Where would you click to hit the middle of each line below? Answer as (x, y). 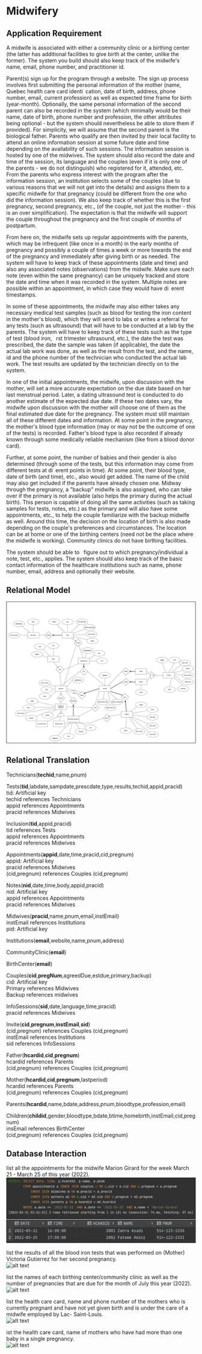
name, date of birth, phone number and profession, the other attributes (94, 117)
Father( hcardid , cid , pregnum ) (43, 1055)
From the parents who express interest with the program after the (87, 174)
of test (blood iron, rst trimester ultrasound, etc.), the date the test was (95, 338)
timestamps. (22, 295)
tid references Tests (31, 830)
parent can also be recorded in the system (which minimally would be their (99, 110)
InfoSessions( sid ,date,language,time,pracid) (61, 1006)
